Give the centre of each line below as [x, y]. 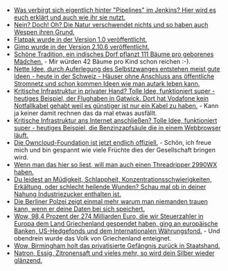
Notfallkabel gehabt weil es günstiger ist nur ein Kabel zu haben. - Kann [116, 106]
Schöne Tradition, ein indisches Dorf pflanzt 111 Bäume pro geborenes [114, 54]
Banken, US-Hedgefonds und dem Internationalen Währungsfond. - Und [117, 231]
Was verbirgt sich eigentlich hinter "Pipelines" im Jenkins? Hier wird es [115, 10]
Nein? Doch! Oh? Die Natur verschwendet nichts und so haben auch [111, 25]
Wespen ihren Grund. [44, 32]
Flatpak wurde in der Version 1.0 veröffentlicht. [80, 40]
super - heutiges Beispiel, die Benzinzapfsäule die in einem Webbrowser [117, 128]
